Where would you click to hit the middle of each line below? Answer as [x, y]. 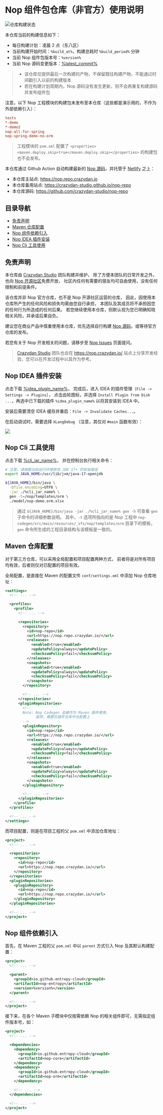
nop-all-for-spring [25, 132]
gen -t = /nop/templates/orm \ [39, 496]
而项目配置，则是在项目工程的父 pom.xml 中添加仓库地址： [63, 831]
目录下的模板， [140, 523]
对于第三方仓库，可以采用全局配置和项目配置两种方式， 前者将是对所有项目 [80, 559]
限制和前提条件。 [22, 287]
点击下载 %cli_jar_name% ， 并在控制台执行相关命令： [59, 460]
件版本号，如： [20, 1022]
